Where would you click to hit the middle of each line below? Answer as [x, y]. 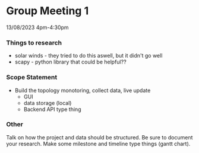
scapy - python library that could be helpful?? [70, 62]
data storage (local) [48, 103]
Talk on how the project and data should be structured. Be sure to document [99, 137]
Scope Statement [32, 77]
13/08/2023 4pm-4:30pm [38, 27]
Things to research [34, 43]
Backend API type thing [52, 109]
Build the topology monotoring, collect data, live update [83, 90]
